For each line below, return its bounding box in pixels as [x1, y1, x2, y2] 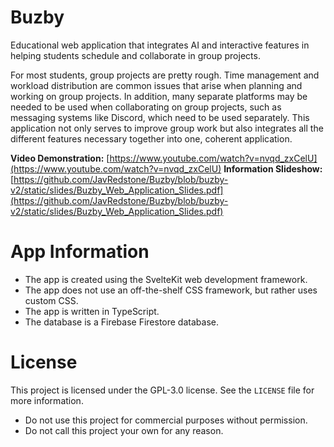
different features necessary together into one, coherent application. [10, 132, 293, 145]
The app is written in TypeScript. [24, 305, 160, 317]
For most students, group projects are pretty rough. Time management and [10, 69, 320, 81]
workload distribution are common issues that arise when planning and [10, 79, 303, 91]
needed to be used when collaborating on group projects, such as [10, 101, 282, 113]
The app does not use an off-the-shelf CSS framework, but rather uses [24, 284, 318, 296]
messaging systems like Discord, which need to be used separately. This [10, 111, 310, 123]
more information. [10, 394, 84, 406]
